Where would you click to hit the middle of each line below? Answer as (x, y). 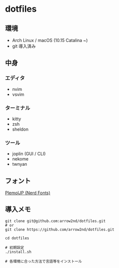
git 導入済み (24, 46)
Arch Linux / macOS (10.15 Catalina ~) (50, 40)
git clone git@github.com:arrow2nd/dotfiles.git (55, 221)
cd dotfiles (17, 238)
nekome (20, 159)
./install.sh (18, 252)
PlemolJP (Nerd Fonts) (28, 193)
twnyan (20, 164)
